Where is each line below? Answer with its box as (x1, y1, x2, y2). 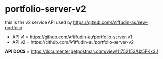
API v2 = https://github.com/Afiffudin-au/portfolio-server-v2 (12, 39, 134, 44)
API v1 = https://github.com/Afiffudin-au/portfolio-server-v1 (12, 34, 132, 40)
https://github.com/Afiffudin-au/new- (73, 19, 148, 25)
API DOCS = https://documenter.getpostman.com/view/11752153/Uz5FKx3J (5, 48, 158, 54)
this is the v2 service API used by (5, 19, 72, 25)
